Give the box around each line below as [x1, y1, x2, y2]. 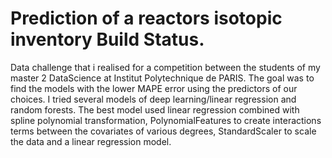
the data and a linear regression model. [10, 135, 172, 147]
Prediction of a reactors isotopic [10, 7, 283, 30]
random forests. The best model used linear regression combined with [10, 103, 300, 116]
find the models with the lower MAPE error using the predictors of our [10, 82, 298, 94]
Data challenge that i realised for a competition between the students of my [10, 61, 321, 73]
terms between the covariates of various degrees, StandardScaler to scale [10, 125, 317, 137]
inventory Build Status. [10, 28, 205, 51]
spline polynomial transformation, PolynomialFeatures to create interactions [10, 114, 322, 126]
